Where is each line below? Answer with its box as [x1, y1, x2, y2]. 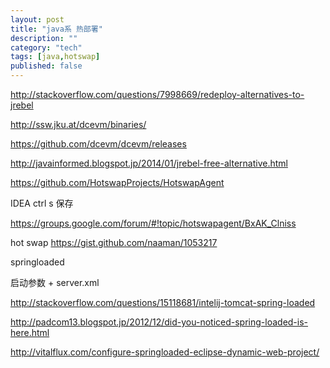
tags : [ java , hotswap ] [10, 52, 101, 62]
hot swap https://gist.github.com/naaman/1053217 [10, 237, 218, 248]
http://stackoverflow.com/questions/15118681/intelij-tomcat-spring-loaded [10, 297, 316, 308]
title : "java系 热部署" [10, 24, 103, 34]
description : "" [10, 33, 78, 43]
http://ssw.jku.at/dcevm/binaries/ [10, 119, 147, 130]
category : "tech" [10, 42, 83, 53]
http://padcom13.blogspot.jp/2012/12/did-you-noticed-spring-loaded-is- [10, 316, 309, 328]
